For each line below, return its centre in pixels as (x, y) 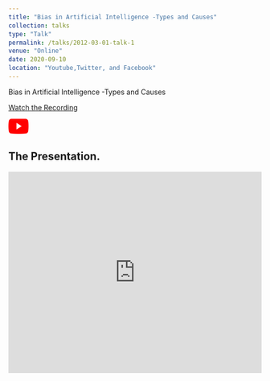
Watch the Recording (43, 107)
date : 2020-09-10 (37, 60)
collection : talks (39, 25)
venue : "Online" (35, 51)
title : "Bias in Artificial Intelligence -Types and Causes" (113, 17)
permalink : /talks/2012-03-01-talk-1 (72, 43)
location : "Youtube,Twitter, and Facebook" (82, 68)
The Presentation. (54, 157)
